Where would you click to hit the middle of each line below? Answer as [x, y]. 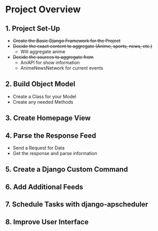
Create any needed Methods [43, 102]
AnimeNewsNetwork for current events [62, 68]
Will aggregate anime [43, 52]
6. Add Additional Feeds [44, 187]
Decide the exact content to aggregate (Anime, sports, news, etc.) [83, 46]
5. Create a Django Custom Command [67, 170]
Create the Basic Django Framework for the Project [66, 41]
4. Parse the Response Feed [51, 135]
